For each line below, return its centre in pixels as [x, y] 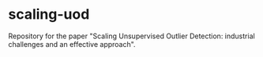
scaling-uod [49, 14]
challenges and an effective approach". [72, 44]
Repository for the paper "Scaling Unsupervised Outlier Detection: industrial [131, 36]
